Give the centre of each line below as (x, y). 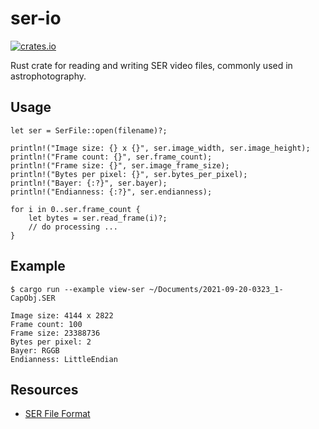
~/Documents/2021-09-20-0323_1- (216, 289)
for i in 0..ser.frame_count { (75, 209)
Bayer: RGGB (35, 350)
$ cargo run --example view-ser (77, 289)
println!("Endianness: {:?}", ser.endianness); (111, 192)
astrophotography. (48, 76)
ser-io (36, 18)
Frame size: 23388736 (55, 333)
